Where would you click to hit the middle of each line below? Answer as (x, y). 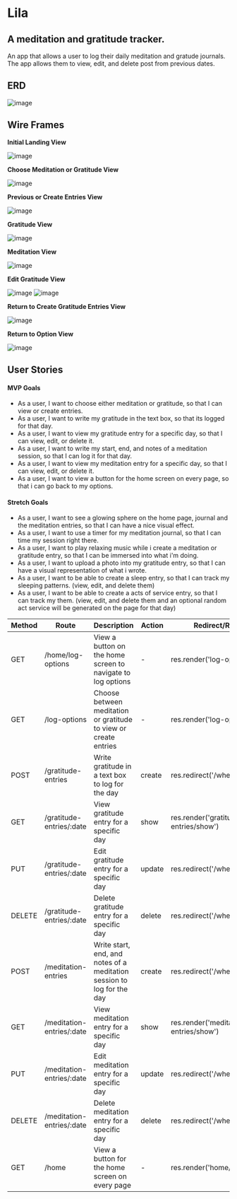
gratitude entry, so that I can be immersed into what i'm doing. (108, 556)
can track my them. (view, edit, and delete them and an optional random (122, 601)
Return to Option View (41, 334)
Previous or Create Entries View (55, 197)
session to (111, 981)
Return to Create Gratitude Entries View (66, 306)
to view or (110, 728)
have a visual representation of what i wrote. (82, 571)
